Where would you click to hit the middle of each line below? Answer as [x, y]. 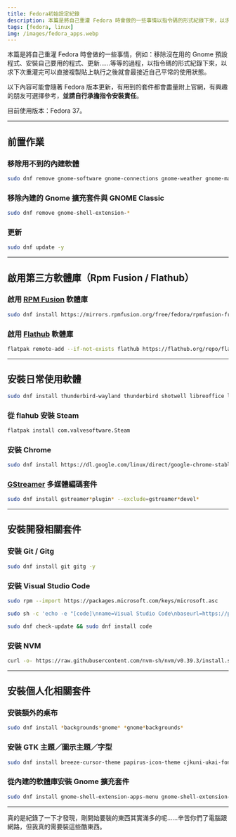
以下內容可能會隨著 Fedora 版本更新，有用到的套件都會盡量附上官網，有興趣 [118, 87]
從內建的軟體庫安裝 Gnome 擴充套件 [68, 781]
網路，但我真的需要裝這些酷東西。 [57, 826]
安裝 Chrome [29, 449]
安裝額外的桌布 [33, 713]
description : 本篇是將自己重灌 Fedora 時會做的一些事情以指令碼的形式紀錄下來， [113, 20]
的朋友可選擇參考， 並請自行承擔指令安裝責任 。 [75, 96]
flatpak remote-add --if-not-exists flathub [73, 349]
